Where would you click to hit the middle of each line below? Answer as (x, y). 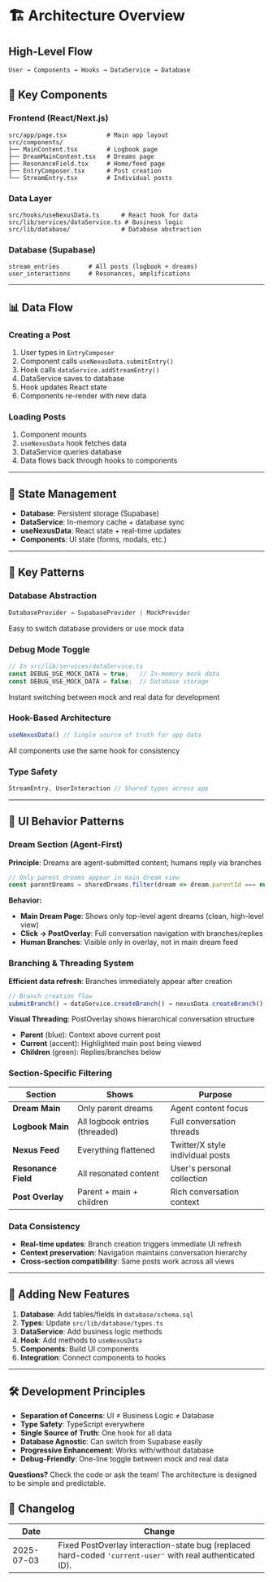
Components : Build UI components (80, 1348)
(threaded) (98, 1132)
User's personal (201, 1168)
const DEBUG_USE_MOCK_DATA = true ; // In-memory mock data (114, 674)
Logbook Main (41, 1127)
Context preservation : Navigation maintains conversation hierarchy (134, 1252)
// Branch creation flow (50, 996)
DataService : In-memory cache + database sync (102, 522)
